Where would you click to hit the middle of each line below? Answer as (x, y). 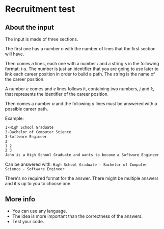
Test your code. (28, 221)
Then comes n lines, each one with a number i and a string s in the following (82, 63)
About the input (29, 27)
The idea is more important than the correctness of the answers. (77, 216)
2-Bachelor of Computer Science (38, 132)
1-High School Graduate (29, 127)
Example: (14, 118)
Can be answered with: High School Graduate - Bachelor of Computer (76, 164)
